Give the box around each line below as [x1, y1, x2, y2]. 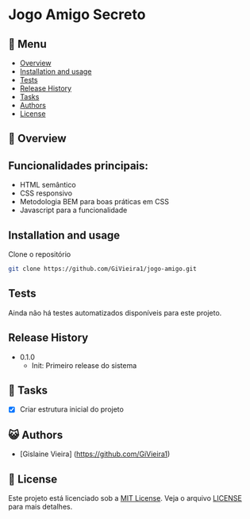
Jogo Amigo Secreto [8, 6, 146, 24]
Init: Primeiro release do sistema [31, 360, 137, 370]
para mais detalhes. [8, 502, 73, 512]
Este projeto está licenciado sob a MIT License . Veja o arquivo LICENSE [8, 494, 242, 503]
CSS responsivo [19, 188, 73, 198]
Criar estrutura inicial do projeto [19, 405, 125, 414]
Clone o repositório [8, 250, 71, 259]
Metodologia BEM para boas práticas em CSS [19, 197, 169, 207]
